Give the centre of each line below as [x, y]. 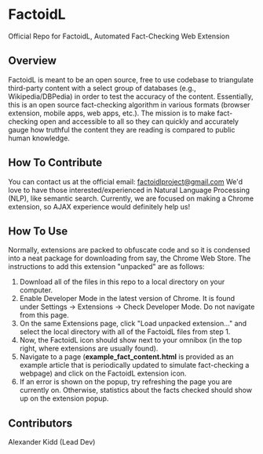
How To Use [38, 231]
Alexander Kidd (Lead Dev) [52, 442]
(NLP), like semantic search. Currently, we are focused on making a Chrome [131, 198]
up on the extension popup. [64, 398]
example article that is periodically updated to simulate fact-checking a [134, 365]
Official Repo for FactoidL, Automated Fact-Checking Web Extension [119, 36]
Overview [33, 61]
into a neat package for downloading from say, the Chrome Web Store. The [130, 258]
